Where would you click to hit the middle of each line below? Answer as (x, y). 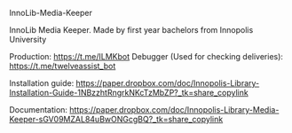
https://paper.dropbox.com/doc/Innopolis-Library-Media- (174, 110)
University (28, 39)
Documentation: (39, 110)
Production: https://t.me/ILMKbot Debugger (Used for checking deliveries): (146, 56)
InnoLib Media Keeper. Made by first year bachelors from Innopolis (131, 30)
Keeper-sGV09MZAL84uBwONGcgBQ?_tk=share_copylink (116, 119)
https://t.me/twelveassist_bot (63, 66)
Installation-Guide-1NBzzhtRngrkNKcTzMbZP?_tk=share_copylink (129, 93)
